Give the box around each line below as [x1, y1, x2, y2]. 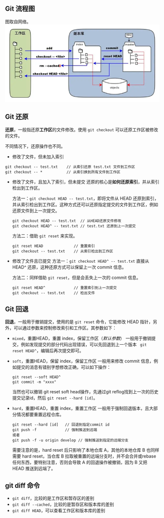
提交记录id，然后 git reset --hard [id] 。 [12, 395, 98, 401]
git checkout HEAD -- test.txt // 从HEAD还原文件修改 [12, 218, 121, 223]
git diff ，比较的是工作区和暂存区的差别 [12, 495, 94, 501]
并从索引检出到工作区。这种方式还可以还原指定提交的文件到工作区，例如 [12, 201, 158, 207]
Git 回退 [5, 305, 29, 313]
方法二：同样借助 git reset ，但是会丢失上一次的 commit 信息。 [12, 274, 141, 280]
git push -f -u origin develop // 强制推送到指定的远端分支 [12, 438, 129, 443]
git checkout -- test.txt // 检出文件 [12, 290, 95, 296]
